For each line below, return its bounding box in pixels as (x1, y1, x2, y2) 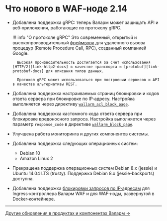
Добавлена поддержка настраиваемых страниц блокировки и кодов (12, 90, 160, 96)
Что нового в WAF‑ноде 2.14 (5, 3, 128, 14)
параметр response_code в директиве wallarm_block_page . (12, 121, 134, 127)
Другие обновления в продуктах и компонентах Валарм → (5, 210, 131, 216)
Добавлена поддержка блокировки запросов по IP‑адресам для (12, 185, 150, 191)
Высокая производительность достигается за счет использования (17, 60, 151, 65)
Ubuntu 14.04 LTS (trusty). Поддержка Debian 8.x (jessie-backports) (12, 170, 155, 176)
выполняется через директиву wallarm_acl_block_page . (12, 101, 129, 107)
